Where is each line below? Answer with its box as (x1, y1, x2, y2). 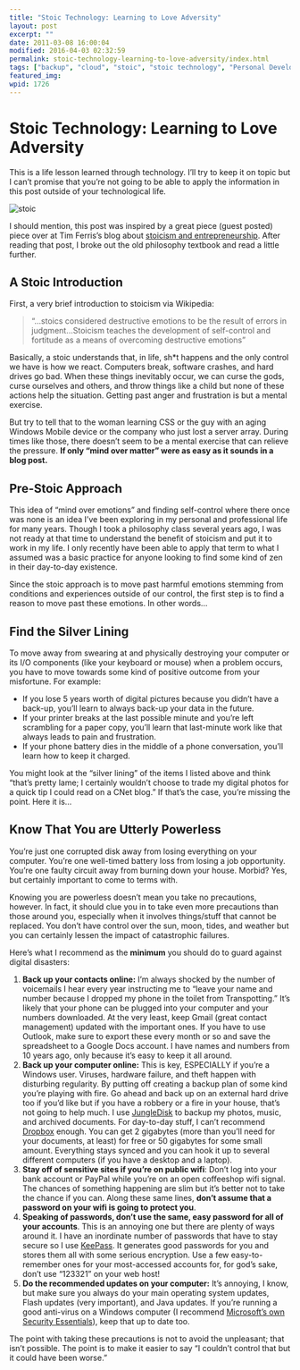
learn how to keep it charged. (21, 750, 131, 761)
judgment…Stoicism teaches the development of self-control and (30, 326, 271, 336)
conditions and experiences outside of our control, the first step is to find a (9, 588, 285, 599)
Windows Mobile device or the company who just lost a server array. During (9, 427, 288, 437)
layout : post (9, 21, 58, 30)
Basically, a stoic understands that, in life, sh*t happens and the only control (9, 352, 289, 363)
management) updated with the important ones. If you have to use (21, 1021, 266, 1032)
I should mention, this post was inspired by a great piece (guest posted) (9, 220, 274, 231)
